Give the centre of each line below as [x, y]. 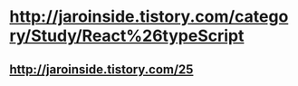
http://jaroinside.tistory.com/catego [149, 17]
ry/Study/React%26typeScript [127, 36]
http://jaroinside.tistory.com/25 [101, 69]
